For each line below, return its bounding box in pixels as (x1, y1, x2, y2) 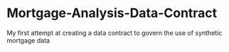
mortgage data (6, 36, 50, 44)
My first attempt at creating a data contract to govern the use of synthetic (6, 28, 223, 37)
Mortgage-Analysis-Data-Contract (6, 5, 218, 21)
